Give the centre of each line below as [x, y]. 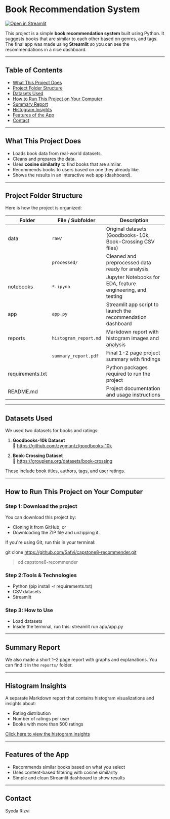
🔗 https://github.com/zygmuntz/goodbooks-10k [62, 446]
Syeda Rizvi [17, 811]
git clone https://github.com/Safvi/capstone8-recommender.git [71, 552]
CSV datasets [27, 592]
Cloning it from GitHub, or [39, 527]
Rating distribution [32, 713]
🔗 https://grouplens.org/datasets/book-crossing [62, 461]
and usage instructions [133, 395]
